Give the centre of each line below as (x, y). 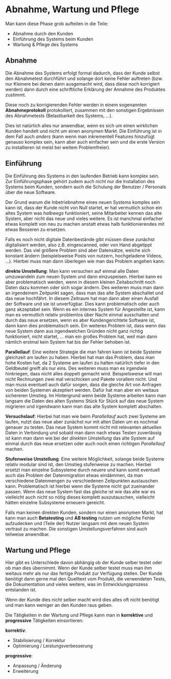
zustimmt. (16, 95)
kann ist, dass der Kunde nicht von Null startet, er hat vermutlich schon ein (84, 207)
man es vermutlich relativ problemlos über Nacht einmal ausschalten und (82, 314)
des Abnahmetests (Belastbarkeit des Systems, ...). (59, 115)
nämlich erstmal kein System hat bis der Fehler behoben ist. (68, 342)
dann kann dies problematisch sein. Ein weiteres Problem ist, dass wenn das (86, 325)
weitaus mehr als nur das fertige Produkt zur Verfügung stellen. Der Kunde (84, 573)
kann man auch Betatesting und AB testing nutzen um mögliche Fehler (80, 518)
